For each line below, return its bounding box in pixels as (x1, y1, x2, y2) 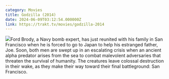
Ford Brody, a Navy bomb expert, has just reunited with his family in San (10, 36, 163, 42)
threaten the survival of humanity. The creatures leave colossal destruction (5, 58, 164, 64)
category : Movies (5, 7, 43, 13)
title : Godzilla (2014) (5, 12, 57, 17)
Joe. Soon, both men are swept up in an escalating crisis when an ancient (5, 47, 162, 54)
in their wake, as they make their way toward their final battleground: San (5, 63, 160, 69)
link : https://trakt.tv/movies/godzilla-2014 (5, 21, 104, 27)
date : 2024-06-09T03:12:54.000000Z (5, 17, 82, 22)
